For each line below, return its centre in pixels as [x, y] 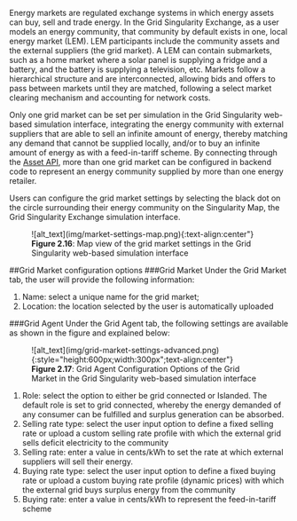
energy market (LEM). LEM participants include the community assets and [145, 41]
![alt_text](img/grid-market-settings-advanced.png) [125, 350]
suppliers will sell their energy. [78, 462]
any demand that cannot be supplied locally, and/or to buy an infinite [135, 143]
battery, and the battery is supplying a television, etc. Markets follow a [137, 69]
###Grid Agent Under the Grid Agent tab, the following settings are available [149, 324]
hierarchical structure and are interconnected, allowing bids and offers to [143, 79]
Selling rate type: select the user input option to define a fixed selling [148, 424]
